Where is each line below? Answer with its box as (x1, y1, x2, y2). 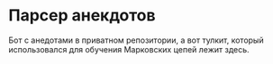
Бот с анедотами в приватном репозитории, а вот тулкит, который (8, 35, 264, 45)
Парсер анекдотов (8, 5, 156, 26)
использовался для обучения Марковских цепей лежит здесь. (8, 44, 250, 54)
